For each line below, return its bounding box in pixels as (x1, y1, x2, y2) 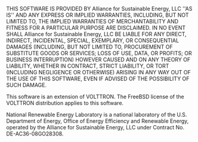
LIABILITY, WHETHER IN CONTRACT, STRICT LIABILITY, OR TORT (6, 62, 169, 70)
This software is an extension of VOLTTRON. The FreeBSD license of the (6, 93, 184, 100)
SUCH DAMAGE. (6, 81, 47, 89)
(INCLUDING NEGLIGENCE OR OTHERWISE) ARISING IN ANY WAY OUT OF (6, 69, 191, 75)
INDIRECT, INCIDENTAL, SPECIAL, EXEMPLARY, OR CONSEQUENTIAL (6, 37, 180, 44)
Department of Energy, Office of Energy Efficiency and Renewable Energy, (6, 117, 189, 125)
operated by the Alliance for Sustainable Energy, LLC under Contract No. (6, 124, 185, 131)
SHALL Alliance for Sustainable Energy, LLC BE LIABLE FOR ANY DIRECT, (6, 31, 187, 38)
